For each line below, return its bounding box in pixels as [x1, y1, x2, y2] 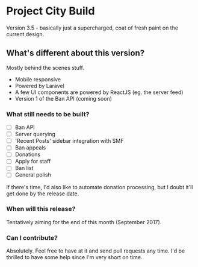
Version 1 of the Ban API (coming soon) [14, 95, 113, 102]
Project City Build [6, 4, 95, 18]
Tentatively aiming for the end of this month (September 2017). [6, 218, 162, 225]
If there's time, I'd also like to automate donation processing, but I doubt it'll [6, 183, 193, 190]
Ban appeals [14, 144, 46, 151]
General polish [14, 171, 51, 178]
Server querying [14, 131, 55, 138]
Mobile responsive [14, 75, 61, 83]
